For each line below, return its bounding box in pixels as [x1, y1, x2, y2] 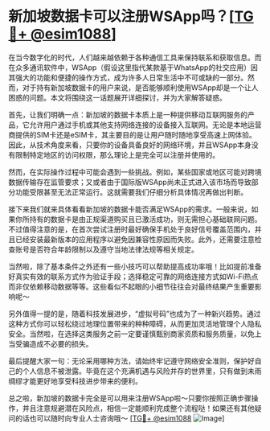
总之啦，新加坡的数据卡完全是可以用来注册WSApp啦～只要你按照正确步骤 [8, 393, 252, 403]
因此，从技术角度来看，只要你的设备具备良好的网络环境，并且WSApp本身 [8, 140, 252, 150]
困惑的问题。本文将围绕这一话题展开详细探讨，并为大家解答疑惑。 [8, 92, 227, 102]
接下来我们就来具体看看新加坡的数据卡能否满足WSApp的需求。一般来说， [8, 204, 252, 214]
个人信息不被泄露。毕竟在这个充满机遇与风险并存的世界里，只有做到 [22, 366, 247, 376]
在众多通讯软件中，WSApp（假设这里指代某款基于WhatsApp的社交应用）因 [8, 62, 259, 72]
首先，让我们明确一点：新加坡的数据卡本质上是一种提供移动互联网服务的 [8, 109, 247, 119]
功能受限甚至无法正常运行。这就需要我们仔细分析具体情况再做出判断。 [14, 187, 247, 197]
